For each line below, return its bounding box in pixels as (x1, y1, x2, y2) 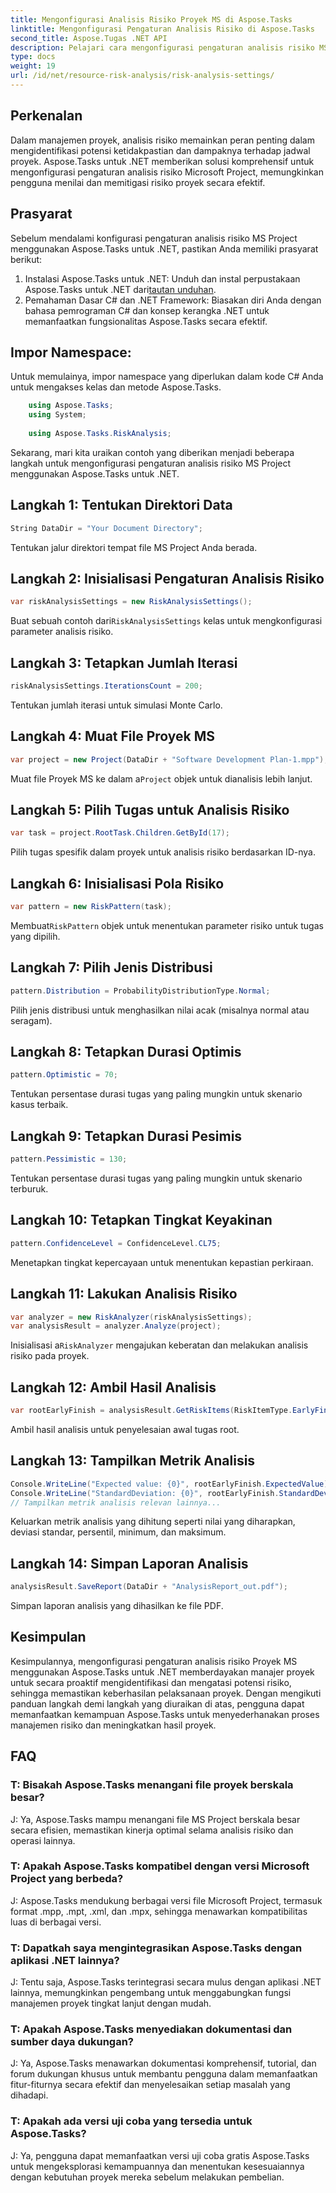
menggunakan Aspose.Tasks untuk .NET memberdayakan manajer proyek (10, 1666, 315, 1678)
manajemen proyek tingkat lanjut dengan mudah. (10, 1997, 212, 2010)
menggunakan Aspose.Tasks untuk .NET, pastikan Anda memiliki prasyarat (10, 242, 319, 255)
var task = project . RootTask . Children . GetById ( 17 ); (10, 828, 230, 838)
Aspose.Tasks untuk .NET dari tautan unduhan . (24, 283, 217, 295)
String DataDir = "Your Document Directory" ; (10, 523, 203, 533)
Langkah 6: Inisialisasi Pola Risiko (10, 875, 225, 892)
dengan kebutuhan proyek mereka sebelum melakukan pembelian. (10, 2171, 285, 2183)
